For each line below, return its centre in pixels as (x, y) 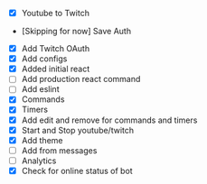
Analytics (39, 161)
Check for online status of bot (77, 170)
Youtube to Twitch (55, 13)
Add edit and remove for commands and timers (109, 120)
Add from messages (59, 150)
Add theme (42, 140)
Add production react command (81, 79)
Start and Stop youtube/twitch (78, 130)
